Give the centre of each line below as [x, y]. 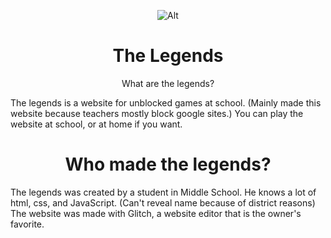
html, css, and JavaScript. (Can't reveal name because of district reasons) [163, 202]
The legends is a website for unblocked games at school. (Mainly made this [166, 102]
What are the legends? [168, 83]
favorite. [27, 224]
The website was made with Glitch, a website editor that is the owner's [156, 213]
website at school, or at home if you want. [96, 124]
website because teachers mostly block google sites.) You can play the [157, 113]
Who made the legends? [168, 164]
